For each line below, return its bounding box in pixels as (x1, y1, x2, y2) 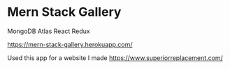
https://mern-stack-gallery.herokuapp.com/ (7, 40, 133, 48)
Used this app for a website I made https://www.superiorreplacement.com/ (7, 53, 224, 62)
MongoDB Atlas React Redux (7, 27, 90, 35)
